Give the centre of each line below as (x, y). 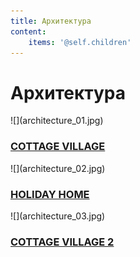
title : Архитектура (51, 21)
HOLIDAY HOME (50, 194)
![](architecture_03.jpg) (58, 216)
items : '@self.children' (80, 42)
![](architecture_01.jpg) (57, 121)
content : (28, 31)
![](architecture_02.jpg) (58, 168)
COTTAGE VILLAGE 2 (62, 242)
